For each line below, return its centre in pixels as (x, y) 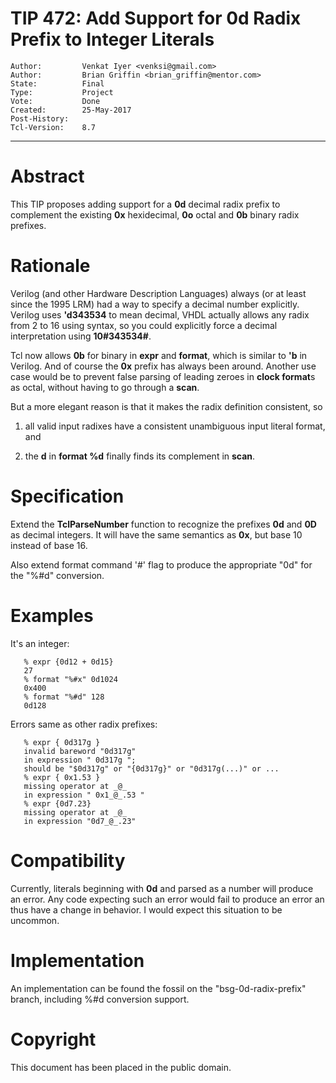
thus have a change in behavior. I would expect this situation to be (146, 909)
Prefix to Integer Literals (112, 39)
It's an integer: (40, 643)
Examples (52, 615)
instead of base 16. (49, 545)
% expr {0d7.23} (57, 803)
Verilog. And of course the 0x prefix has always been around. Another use (163, 366)
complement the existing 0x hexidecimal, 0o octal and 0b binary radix (155, 214)
